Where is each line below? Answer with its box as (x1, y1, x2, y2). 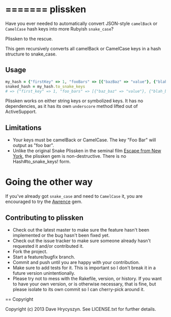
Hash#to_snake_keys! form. (12, 159, 71, 165)
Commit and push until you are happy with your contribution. (12, 259, 140, 265)
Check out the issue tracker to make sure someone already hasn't (12, 238, 151, 244)
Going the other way (5, 177, 93, 188)
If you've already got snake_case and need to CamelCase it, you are (5, 193, 143, 199)
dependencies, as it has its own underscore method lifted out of (5, 103, 138, 109)
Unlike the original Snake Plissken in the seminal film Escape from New (12, 148, 161, 154)
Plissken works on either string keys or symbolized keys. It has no (5, 98, 144, 104)
